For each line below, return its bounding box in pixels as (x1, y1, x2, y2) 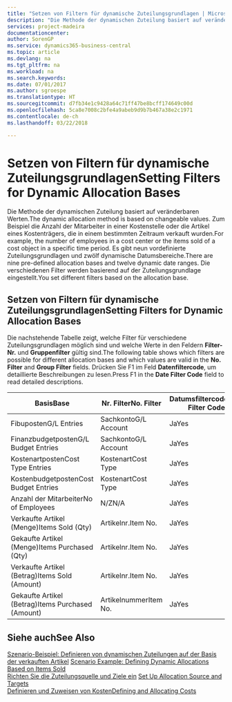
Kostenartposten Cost (10, 454, 80, 464)
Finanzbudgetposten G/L (10, 434, 90, 444)
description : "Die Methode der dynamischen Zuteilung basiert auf (7, 17, 202, 24)
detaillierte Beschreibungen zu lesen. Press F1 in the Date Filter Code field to (7, 371, 224, 379)
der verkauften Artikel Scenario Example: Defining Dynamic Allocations (7, 658, 209, 666)
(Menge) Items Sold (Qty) (10, 523, 92, 533)
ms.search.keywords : (7, 74, 67, 82)
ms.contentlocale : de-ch (7, 113, 79, 120)
